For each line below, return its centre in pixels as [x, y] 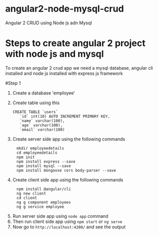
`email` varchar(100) [42, 129]
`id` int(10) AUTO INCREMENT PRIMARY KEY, [65, 116]
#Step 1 [13, 83]
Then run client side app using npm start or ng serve [67, 221]
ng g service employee [40, 207]
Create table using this [36, 103]
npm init [26, 157]
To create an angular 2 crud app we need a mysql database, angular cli [79, 68]
